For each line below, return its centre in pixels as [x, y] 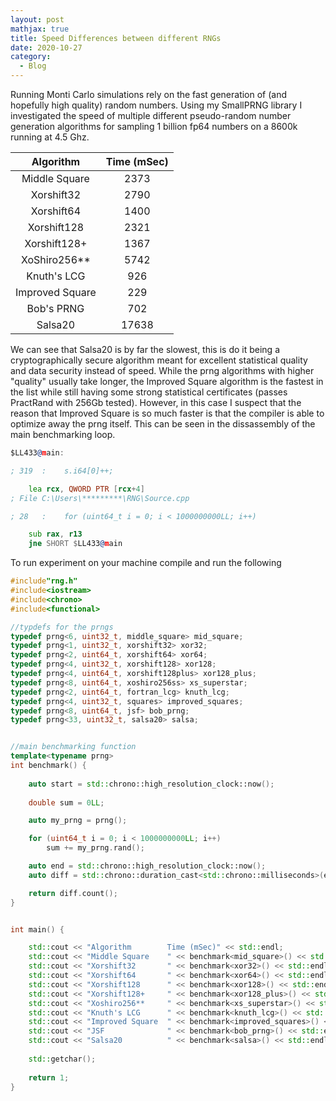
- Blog [33, 66]
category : [31, 57]
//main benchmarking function [73, 747]
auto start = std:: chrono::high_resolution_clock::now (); [151, 784]
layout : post [37, 19]
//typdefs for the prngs [62, 627]
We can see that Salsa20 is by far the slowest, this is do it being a [145, 349]
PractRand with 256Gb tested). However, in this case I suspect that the [156, 402]
